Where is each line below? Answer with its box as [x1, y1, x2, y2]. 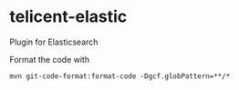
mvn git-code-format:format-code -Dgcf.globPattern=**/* [9, 71, 231, 81]
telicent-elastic [9, 6, 128, 27]
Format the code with [9, 54, 89, 65]
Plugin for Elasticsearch [9, 36, 99, 47]
